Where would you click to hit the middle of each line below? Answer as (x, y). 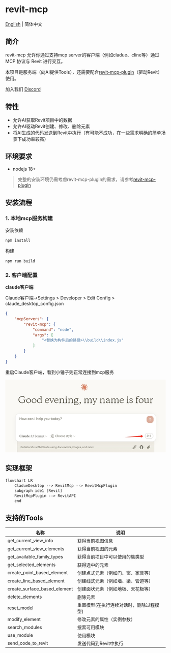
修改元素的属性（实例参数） (106, 619)
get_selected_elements (32, 565)
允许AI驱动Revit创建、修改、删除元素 (51, 126)
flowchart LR (19, 481)
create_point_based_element (37, 573)
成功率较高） (35, 139)
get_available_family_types (35, 556)
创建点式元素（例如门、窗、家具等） (115, 573)
